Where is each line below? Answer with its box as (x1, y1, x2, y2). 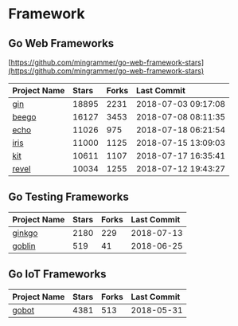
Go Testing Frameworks (8, 190, 129, 204)
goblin (12, 240, 36, 251)
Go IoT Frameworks (8, 268, 107, 281)
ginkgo (12, 227, 38, 238)
